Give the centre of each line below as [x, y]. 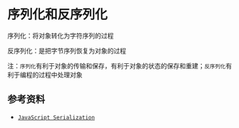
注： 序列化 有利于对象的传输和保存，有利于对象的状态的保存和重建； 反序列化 [117, 65]
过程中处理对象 [60, 75]
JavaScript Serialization [56, 117]
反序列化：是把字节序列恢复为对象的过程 [67, 50]
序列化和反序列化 [58, 15]
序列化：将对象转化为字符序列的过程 [61, 36]
